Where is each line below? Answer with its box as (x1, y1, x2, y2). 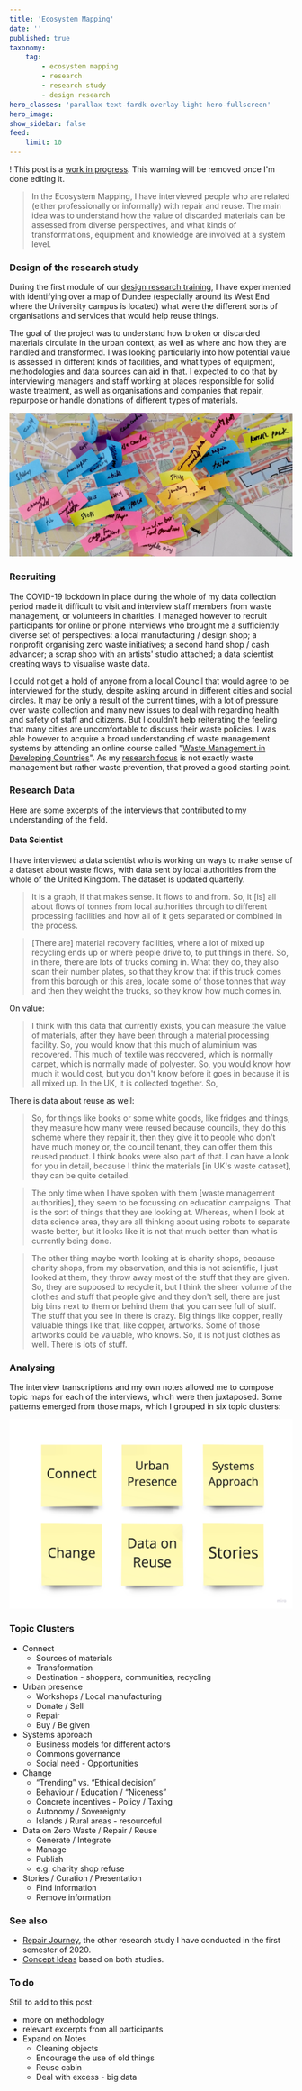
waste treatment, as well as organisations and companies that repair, (9, 386, 263, 396)
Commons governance (35, 1748, 121, 1759)
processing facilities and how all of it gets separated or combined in (31, 911, 283, 922)
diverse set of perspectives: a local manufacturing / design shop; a (9, 629, 258, 640)
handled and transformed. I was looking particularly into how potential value (9, 347, 291, 358)
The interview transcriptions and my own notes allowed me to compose (9, 1382, 274, 1393)
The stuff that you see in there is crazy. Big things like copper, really (31, 1311, 283, 1322)
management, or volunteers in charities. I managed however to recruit (9, 610, 268, 621)
